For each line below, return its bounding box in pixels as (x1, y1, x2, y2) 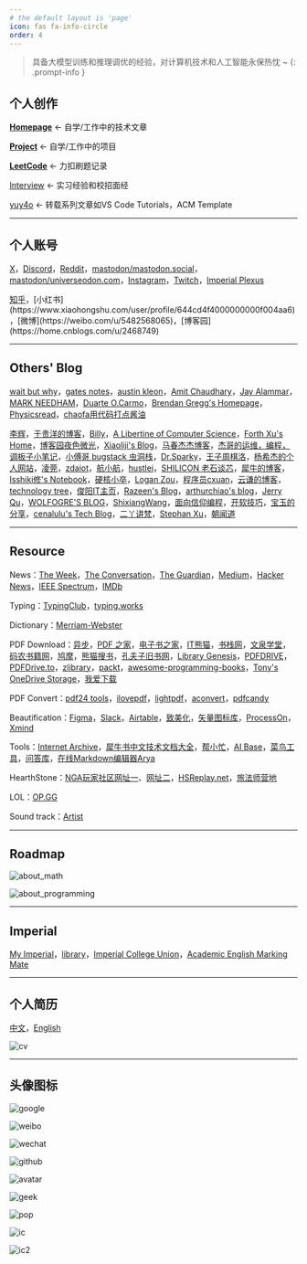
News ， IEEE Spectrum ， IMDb (9, 580, 123, 591)
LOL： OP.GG (9, 791, 58, 802)
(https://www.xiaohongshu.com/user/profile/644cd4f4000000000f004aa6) (9, 304, 295, 315)
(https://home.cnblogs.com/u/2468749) (9, 325, 160, 336)
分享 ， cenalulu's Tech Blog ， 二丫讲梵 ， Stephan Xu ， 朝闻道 (9, 508, 236, 519)
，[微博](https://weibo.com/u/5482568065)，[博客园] (9, 315, 212, 325)
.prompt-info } (31, 67, 86, 78)
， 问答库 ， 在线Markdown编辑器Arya (17, 752, 155, 763)
